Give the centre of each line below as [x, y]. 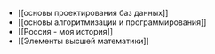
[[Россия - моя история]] [65, 31]
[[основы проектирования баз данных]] [93, 13]
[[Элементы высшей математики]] [83, 41]
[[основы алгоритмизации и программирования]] [112, 22]
